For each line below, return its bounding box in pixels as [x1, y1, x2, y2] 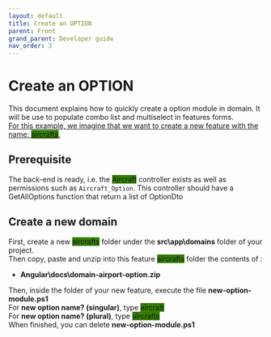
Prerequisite [8, 153, 72, 167]
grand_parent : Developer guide [8, 34, 114, 43]
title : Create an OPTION [8, 19, 92, 28]
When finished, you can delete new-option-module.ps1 [8, 319, 196, 329]
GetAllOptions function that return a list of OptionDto [8, 191, 184, 201]
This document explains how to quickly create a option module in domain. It [8, 104, 260, 113]
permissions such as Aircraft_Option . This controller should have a [8, 183, 235, 193]
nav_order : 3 [8, 42, 53, 50]
